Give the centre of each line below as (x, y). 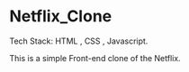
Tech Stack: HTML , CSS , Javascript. (79, 41)
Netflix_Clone (61, 16)
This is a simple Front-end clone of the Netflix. (95, 58)
